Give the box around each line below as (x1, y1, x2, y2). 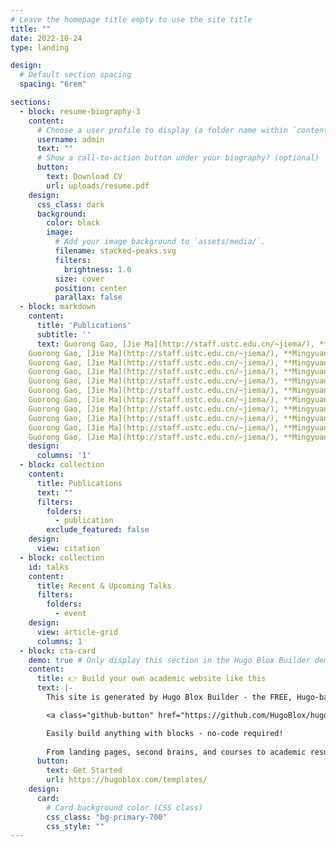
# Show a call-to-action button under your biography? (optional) (36, 153, 320, 163)
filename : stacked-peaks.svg (54, 246, 177, 256)
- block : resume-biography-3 (19, 106, 141, 116)
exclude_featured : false (46, 525, 150, 535)
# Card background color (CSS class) (46, 802, 203, 813)
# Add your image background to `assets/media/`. (54, 237, 267, 247)
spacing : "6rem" (19, 79, 87, 90)
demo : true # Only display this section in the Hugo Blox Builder (28, 655, 311, 665)
